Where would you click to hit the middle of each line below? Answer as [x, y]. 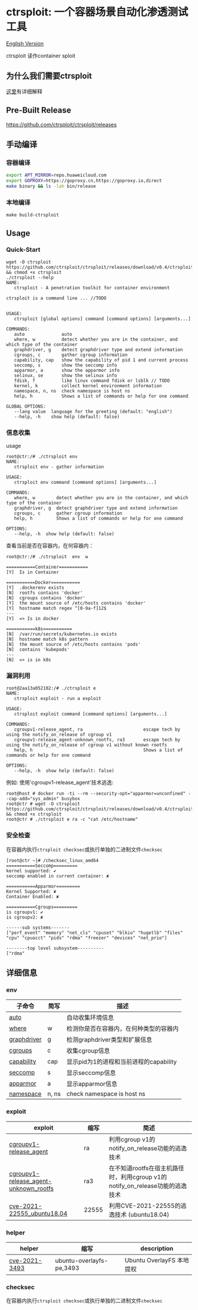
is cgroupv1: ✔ [25, 912]
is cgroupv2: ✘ [25, 917]
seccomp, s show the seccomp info [65, 365]
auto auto [43, 334]
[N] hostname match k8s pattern [47, 639]
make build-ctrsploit [33, 215]
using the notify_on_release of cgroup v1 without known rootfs [87, 745]
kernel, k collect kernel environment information [88, 386]
